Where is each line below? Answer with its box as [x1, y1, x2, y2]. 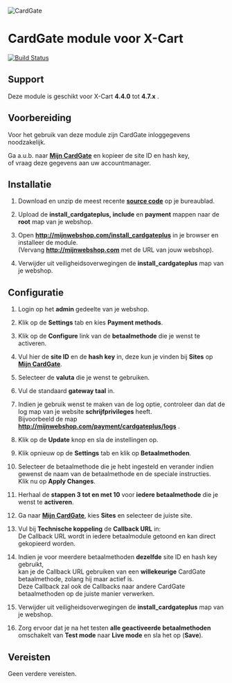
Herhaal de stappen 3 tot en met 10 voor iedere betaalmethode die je [17, 491, 219, 499]
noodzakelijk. [8, 138, 46, 146]
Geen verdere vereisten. [8, 670, 77, 677]
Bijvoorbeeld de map [17, 415, 78, 424]
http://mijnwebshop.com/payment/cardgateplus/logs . [17, 422, 180, 430]
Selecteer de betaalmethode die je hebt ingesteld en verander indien [17, 462, 214, 471]
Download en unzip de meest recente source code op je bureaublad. [17, 197, 215, 206]
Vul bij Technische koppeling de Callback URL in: [17, 525, 161, 533]
